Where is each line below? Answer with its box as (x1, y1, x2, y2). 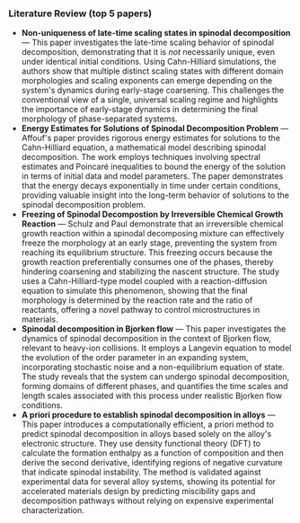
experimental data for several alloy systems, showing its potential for (21, 476, 276, 487)
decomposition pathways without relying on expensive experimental (21, 495, 275, 506)
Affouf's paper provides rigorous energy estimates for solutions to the (21, 133, 280, 144)
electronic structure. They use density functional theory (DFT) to (21, 439, 261, 449)
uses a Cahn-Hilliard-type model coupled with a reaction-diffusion (21, 276, 268, 287)
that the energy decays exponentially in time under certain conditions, (21, 181, 281, 191)
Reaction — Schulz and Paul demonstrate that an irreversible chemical (21, 218, 284, 229)
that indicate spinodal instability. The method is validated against (21, 466, 261, 478)
